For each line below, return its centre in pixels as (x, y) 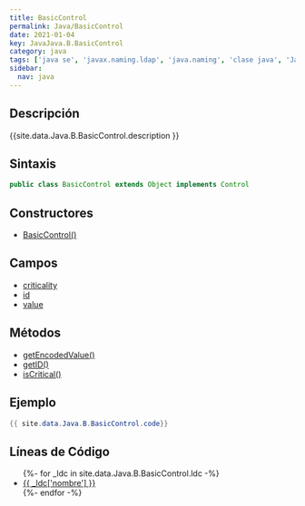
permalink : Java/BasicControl (67, 26)
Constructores (51, 213)
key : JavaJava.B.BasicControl (67, 43)
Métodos (35, 333)
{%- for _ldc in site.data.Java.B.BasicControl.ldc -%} (121, 473)
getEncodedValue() (59, 355)
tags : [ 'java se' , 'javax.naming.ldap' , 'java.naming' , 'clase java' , (146, 60)
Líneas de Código (60, 451)
